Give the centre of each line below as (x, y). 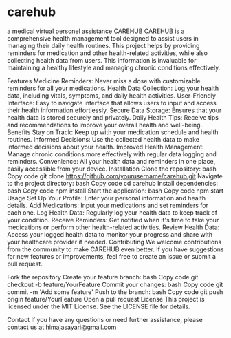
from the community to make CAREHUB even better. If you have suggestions (115, 249)
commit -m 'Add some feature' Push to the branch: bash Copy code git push (115, 292)
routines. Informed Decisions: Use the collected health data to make (103, 139)
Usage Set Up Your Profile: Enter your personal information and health (107, 198)
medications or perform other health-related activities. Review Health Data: (113, 227)
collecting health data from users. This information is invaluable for (102, 60)
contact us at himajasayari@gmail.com (62, 327)
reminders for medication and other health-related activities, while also (108, 53)
